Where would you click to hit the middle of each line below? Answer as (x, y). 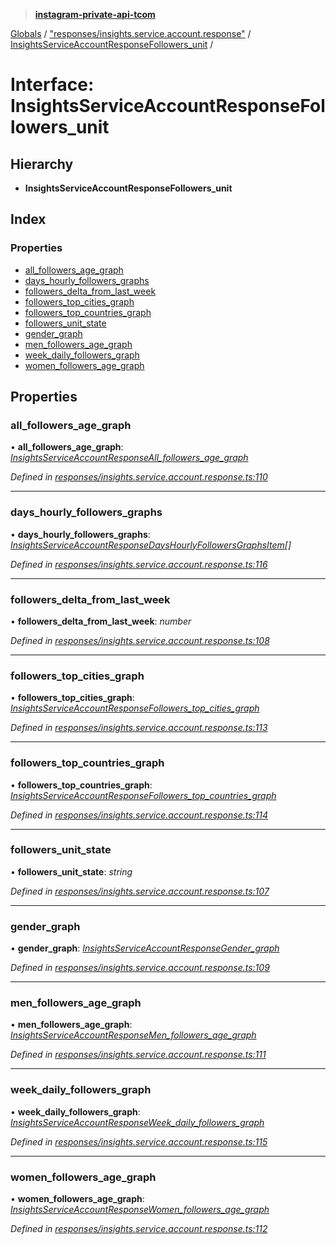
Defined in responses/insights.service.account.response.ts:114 (139, 815)
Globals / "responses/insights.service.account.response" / (131, 33)
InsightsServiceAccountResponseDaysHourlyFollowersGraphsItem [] (151, 545)
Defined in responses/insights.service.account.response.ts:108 (140, 640)
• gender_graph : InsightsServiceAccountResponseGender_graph (145, 948)
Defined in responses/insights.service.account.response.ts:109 (140, 968)
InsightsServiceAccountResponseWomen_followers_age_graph (140, 1210)
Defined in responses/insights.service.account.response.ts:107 (140, 891)
